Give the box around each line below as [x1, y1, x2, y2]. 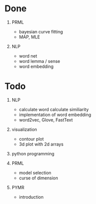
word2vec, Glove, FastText [19, 117, 73, 123]
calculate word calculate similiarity [19, 106, 89, 112]
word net [19, 53, 37, 59]
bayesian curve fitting [19, 29, 63, 34]
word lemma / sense [19, 58, 60, 64]
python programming [11, 150, 55, 156]
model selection [19, 170, 52, 175]
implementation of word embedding [19, 112, 92, 117]
